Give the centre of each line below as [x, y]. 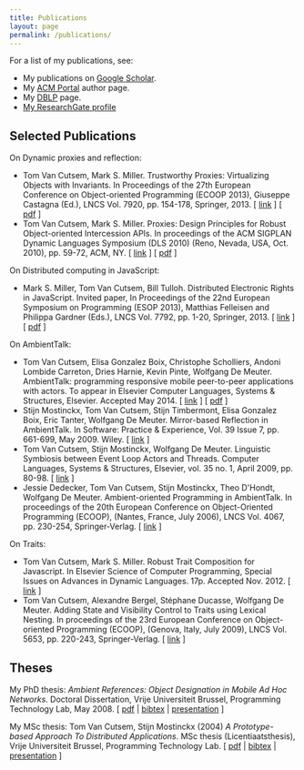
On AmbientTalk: [41, 344]
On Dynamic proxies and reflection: [76, 158]
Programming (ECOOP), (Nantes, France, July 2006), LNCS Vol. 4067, [153, 517]
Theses [31, 668]
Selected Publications [73, 136]
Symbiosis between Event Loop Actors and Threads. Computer [141, 459]
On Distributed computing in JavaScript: [85, 270]
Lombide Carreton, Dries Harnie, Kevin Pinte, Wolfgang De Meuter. [147, 372]
